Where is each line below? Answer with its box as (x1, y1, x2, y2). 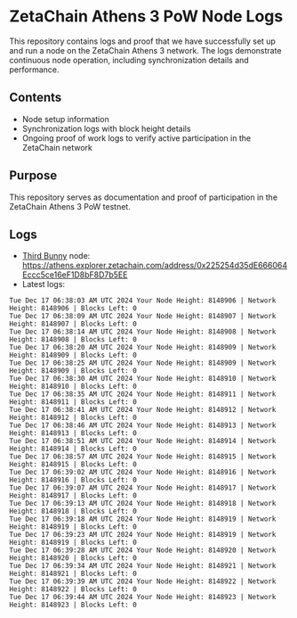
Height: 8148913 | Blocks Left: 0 (9, 429, 138, 438)
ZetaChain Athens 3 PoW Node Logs (9, 6, 284, 27)
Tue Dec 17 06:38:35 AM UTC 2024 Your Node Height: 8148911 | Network (9, 390, 277, 399)
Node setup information (21, 113, 109, 124)
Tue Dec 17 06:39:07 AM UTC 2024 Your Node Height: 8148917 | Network (9, 483, 277, 492)
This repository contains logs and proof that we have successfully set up (9, 36, 276, 46)
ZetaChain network (21, 142, 93, 152)
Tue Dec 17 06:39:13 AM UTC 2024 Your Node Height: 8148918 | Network (9, 499, 277, 508)
